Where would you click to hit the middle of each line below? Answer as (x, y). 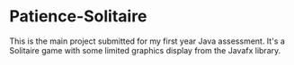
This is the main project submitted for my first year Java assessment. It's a (147, 41)
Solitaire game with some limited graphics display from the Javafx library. (145, 50)
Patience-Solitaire (78, 16)
